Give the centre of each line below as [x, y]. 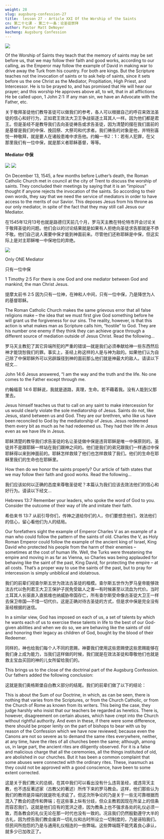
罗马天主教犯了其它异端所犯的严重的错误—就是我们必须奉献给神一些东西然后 [82, 346]
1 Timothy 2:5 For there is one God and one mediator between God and [76, 279]
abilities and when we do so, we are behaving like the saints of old [83, 628]
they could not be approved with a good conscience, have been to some [78, 768]
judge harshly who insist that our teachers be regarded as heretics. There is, [82, 711]
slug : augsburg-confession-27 [36, 14]
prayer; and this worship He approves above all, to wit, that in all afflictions [80, 91]
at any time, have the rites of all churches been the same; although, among [80, 741]
